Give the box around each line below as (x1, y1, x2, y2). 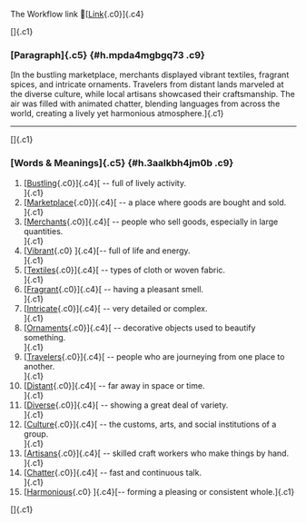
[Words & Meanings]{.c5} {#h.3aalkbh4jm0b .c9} (10, 157, 234, 170)
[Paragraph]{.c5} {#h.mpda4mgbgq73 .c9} (10, 48, 205, 61)
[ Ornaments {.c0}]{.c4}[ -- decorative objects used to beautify (23, 322, 256, 333)
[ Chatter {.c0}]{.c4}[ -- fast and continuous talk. (23, 467, 202, 478)
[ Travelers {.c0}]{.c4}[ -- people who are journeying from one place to (23, 350, 285, 362)
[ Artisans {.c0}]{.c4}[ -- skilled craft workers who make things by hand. (23, 448, 290, 459)
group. (23, 428, 49, 439)
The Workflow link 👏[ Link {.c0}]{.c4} (10, 9, 144, 19)
